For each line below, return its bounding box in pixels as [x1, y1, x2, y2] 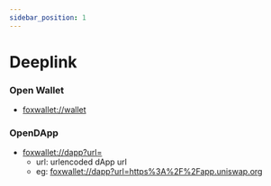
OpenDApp [9, 127, 59, 139]
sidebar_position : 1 [9, 13, 87, 22]
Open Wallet [9, 84, 65, 96]
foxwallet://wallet [22, 104, 87, 115]
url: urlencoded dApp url [35, 156, 128, 167]
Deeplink [9, 51, 78, 72]
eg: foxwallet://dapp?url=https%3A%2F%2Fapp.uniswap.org [35, 166, 263, 177]
